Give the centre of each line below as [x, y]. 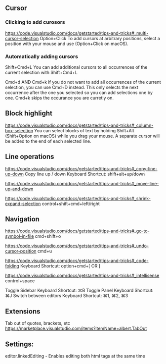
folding [12, 266]
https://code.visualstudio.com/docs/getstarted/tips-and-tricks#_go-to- [77, 231]
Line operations [30, 157]
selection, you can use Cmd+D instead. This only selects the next [72, 87]
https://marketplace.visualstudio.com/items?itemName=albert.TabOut [76, 328]
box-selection [19, 130]
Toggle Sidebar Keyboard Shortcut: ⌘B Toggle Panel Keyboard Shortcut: [79, 290]
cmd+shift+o [48, 236]
